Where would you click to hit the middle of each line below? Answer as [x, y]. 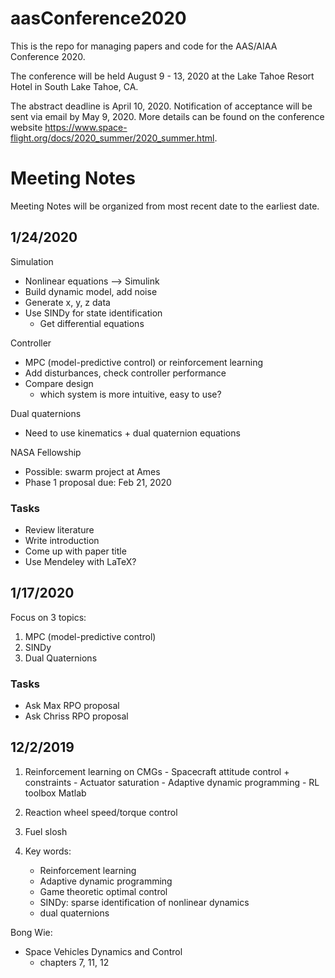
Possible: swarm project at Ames [92, 471]
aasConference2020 [98, 18]
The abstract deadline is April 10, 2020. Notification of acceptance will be [161, 106]
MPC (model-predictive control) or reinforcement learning [143, 362]
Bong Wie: [31, 932]
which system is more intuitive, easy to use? [130, 394]
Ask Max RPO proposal [72, 706]
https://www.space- [86, 127]
